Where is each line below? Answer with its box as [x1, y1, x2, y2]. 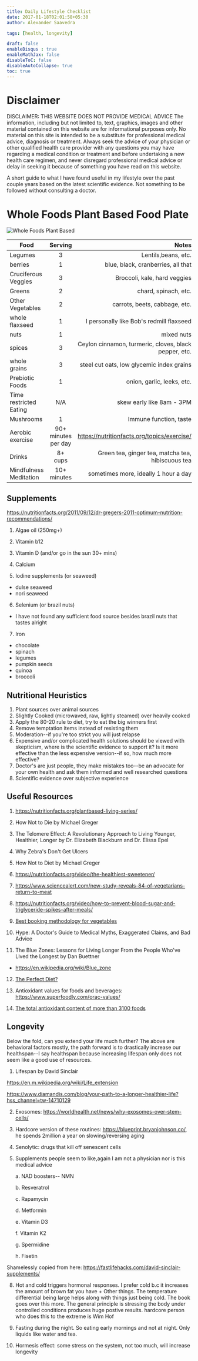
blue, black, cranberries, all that [105, 260, 192, 269]
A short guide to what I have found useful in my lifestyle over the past [6, 174, 175, 181]
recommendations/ [6, 515, 53, 522]
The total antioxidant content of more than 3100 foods [15, 1005, 146, 1012]
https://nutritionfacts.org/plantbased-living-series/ [15, 807, 137, 814]
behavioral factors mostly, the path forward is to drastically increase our [6, 1044, 181, 1051]
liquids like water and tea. [15, 1330, 78, 1337]
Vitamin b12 [15, 538, 43, 545]
